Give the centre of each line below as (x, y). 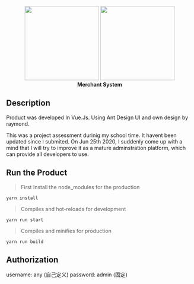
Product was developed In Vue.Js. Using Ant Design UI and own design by (97, 117)
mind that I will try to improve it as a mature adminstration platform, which (96, 148)
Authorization (32, 260)
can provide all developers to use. (47, 154)
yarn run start (25, 220)
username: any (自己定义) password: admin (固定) (67, 275)
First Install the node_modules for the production (80, 187)
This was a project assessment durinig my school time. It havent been (91, 135)
